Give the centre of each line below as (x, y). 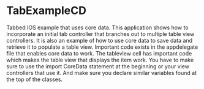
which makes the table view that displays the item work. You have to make (100, 60)
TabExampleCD (47, 11)
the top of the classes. (35, 79)
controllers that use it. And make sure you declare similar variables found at (102, 73)
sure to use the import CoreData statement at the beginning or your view (98, 66)
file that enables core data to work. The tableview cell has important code (99, 53)
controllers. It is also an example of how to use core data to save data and (100, 40)
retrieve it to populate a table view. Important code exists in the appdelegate (102, 47)
